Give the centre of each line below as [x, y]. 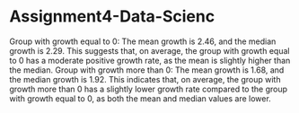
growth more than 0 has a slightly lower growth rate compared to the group [148, 89]
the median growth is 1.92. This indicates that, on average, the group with [145, 79]
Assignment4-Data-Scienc [112, 17]
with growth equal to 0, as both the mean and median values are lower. [140, 98]
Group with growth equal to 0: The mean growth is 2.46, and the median [143, 41]
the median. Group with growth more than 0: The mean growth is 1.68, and [147, 70]
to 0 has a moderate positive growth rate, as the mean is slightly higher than [150, 60]
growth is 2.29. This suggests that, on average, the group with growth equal [149, 50]
